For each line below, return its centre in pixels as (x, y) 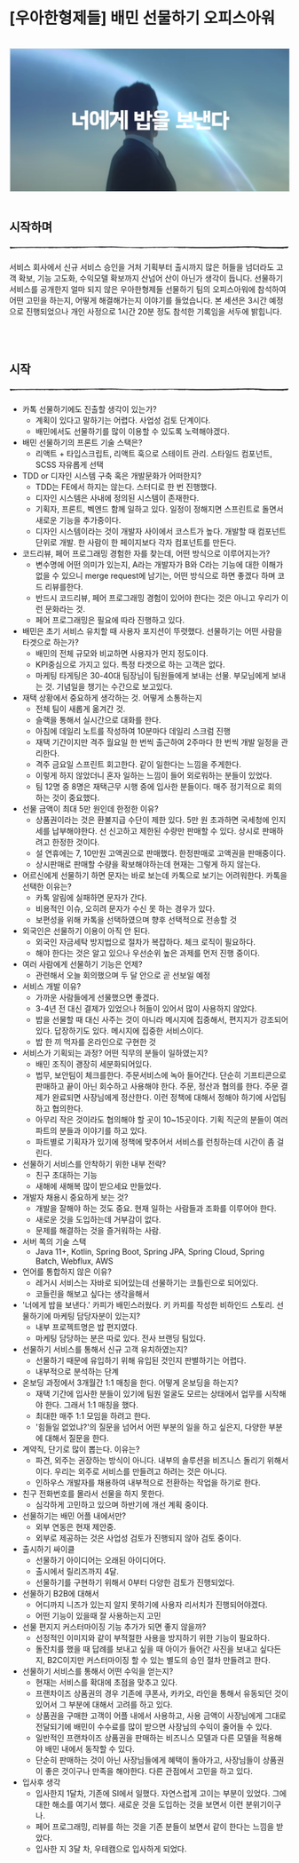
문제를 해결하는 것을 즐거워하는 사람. (98, 1230)
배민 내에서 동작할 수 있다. (90, 1748)
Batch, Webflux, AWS (74, 1261)
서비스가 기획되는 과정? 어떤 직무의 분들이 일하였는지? (115, 1052)
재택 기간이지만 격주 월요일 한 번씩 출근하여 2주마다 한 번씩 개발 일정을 (157, 741)
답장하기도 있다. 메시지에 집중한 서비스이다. (129, 1030)
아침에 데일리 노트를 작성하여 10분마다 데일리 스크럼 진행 (133, 731)
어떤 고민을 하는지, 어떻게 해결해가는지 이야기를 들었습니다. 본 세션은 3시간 (138, 301)
